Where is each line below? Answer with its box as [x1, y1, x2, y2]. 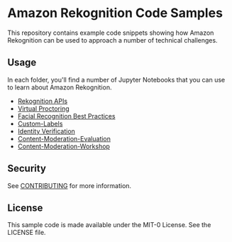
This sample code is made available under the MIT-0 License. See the [7, 221, 211, 229]
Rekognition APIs [17, 97, 68, 105]
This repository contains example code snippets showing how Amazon [7, 28, 214, 37]
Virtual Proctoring [17, 104, 70, 113]
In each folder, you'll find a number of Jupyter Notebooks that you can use [7, 75, 226, 84]
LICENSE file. [7, 229, 46, 237]
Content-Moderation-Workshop [17, 142, 110, 150]
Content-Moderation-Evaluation [17, 134, 111, 143]
